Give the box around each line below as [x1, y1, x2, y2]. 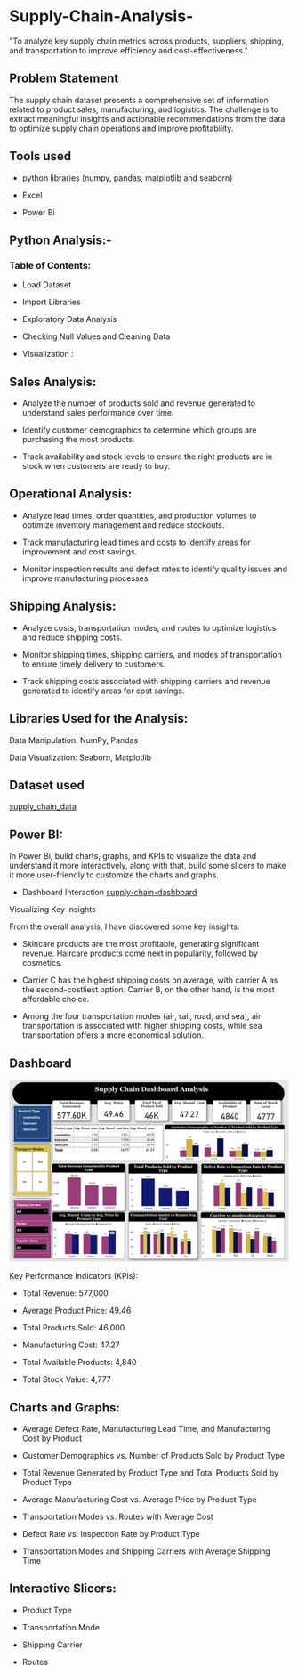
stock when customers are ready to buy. [21, 461, 171, 472]
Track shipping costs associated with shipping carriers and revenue [21, 675, 271, 686]
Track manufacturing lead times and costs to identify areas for [21, 537, 251, 547]
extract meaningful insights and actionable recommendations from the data [9, 113, 286, 124]
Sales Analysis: [9, 374, 97, 389]
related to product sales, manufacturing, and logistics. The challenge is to [9, 104, 278, 115]
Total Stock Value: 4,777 [21, 1374, 111, 1385]
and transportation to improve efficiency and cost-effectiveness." [9, 44, 249, 55]
